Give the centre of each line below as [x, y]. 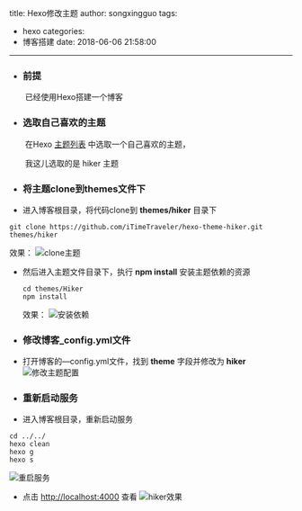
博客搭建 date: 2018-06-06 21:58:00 [89, 42]
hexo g [22, 453]
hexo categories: [53, 31]
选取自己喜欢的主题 [64, 122]
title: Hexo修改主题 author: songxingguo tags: [93, 13]
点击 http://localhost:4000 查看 [80, 497]
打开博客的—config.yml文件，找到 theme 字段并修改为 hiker [134, 362]
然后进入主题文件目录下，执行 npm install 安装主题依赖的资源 [136, 272]
